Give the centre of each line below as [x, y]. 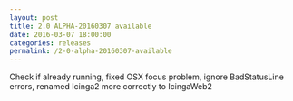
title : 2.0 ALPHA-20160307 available [81, 26]
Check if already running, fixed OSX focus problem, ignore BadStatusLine [146, 77]
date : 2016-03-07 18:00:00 [60, 34]
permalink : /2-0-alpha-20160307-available [91, 51]
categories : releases [50, 43]
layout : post [34, 18]
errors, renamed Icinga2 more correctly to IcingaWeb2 [111, 87]
